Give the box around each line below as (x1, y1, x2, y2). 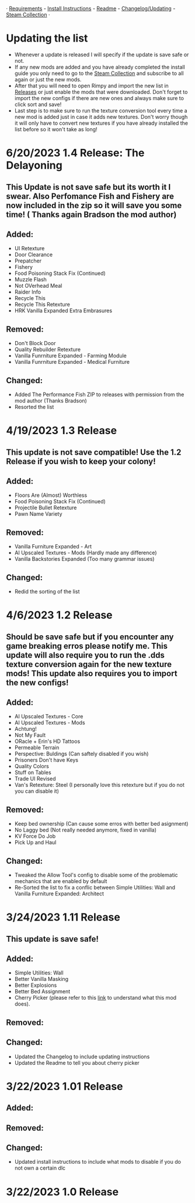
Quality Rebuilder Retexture (14, 346, 81, 353)
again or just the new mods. (14, 76, 82, 83)
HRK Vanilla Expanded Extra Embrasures (14, 307, 113, 314)
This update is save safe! (6, 934, 99, 944)
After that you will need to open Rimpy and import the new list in (14, 82, 169, 89)
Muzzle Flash (14, 276, 47, 283)
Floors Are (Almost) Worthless (14, 492, 88, 499)
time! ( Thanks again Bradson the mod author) (6, 209, 177, 219)
